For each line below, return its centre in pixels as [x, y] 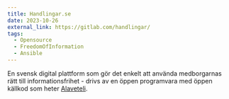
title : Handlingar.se [39, 14]
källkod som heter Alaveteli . [48, 88]
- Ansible [28, 54]
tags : [15, 34]
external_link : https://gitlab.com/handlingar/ [79, 27]
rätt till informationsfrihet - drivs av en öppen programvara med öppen [110, 81]
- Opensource [33, 40]
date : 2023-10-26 [33, 21]
